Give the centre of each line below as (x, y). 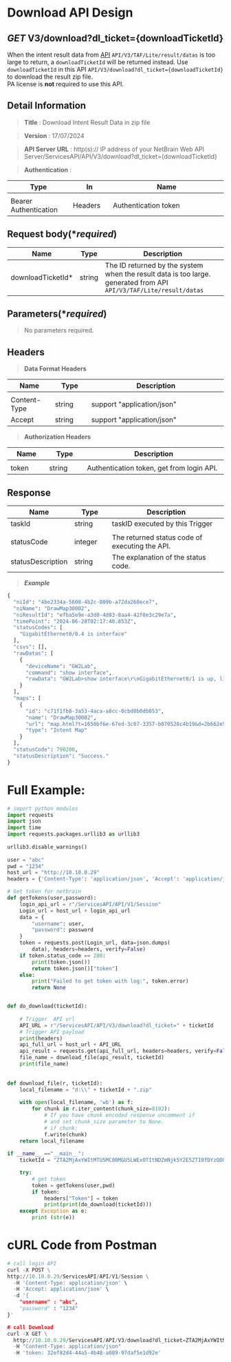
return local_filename (52, 1141)
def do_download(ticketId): (47, 1006)
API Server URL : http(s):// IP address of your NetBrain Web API (114, 149)
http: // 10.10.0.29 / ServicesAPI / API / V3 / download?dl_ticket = (100, 1340)
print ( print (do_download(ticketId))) (98, 1205)
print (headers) (41, 1038)
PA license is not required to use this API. (65, 84)
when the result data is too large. (158, 274)
